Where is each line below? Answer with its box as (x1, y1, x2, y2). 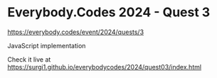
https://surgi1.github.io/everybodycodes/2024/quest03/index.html (7, 62, 201, 71)
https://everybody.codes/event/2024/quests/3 (7, 28, 144, 36)
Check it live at (7, 55, 51, 64)
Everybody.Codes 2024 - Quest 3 (7, 4, 211, 21)
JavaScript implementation (7, 41, 86, 50)
